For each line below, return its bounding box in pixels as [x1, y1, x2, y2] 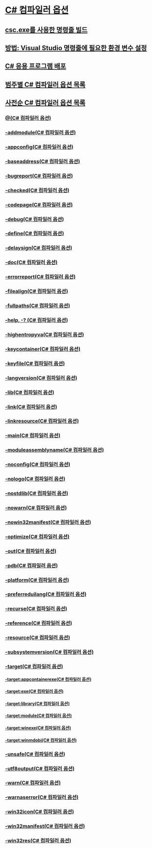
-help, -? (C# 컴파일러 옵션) [5, 316, 68, 323]
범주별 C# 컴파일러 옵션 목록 [5, 80, 86, 89]
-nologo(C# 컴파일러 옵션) [5, 475, 65, 482]
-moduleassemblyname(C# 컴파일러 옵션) [5, 446, 104, 453]
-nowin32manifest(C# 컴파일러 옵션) [5, 519, 92, 526]
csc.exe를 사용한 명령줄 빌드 [5, 26, 88, 34]
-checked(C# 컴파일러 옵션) [5, 187, 70, 193]
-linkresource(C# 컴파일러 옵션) [5, 418, 79, 425]
